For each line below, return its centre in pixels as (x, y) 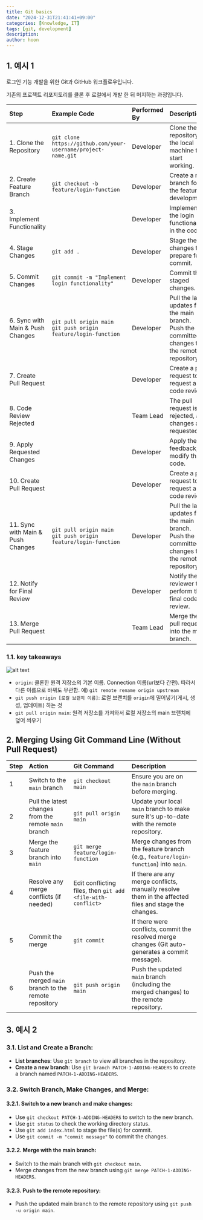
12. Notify (24, 583)
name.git (64, 155)
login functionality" (83, 283)
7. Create (23, 376)
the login (182, 215)
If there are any (153, 873)
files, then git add (99, 890)
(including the (151, 984)
